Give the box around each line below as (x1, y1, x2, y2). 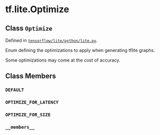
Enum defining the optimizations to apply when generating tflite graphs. (5, 47, 155, 53)
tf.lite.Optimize (5, 4, 70, 15)
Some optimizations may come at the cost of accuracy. (5, 57, 120, 63)
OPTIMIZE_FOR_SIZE (5, 112, 51, 118)
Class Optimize (5, 24, 52, 33)
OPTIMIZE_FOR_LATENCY (5, 99, 59, 105)
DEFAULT (5, 87, 24, 93)
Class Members (5, 72, 56, 80)
